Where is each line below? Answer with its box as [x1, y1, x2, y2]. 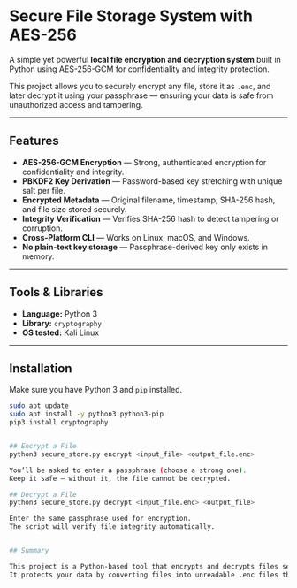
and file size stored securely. [21, 203, 127, 214]
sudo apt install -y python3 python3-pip [9, 409, 164, 419]
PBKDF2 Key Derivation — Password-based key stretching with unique [21, 175, 283, 187]
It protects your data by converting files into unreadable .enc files [9, 570, 278, 579]
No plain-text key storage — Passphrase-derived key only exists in [21, 241, 268, 252]
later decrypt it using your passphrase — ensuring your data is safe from [9, 90, 274, 101]
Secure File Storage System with [9, 6, 254, 27]
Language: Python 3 [21, 308, 98, 319]
